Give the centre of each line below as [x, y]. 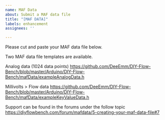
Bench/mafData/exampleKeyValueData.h [47, 97]
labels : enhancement [27, 24]
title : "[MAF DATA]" [27, 19]
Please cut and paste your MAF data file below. [54, 47]
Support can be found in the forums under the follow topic [65, 107]
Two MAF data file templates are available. [49, 57]
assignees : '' [20, 28]
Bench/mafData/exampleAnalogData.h [45, 77]
